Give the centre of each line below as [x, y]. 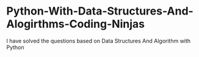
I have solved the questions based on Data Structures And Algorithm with [99, 41]
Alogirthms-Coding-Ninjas [76, 24]
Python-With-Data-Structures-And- [100, 11]
